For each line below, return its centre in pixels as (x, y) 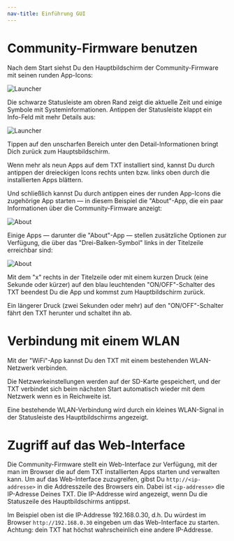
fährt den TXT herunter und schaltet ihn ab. (70, 313)
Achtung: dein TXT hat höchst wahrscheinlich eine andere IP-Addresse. (110, 530)
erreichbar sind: (30, 250)
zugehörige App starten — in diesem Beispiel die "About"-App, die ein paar (115, 200)
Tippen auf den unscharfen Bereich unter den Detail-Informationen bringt (113, 144)
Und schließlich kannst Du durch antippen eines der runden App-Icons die (114, 193)
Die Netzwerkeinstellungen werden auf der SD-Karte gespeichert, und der (114, 381)
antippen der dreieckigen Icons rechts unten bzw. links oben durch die (109, 172)
